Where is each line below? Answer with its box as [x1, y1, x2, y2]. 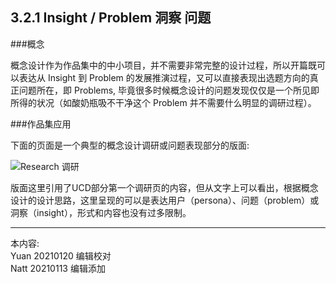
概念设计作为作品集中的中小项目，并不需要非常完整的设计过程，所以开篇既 [10, 59, 317, 71]
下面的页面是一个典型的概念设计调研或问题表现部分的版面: [10, 139, 250, 151]
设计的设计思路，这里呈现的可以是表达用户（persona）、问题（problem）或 [10, 194, 320, 206]
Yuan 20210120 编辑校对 [10, 249, 112, 262]
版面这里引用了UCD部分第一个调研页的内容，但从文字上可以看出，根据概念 [10, 181, 319, 193]
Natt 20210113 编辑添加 [10, 262, 106, 274]
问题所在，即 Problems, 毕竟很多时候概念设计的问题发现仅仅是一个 [18, 84, 294, 96]
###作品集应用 [10, 118, 72, 130]
